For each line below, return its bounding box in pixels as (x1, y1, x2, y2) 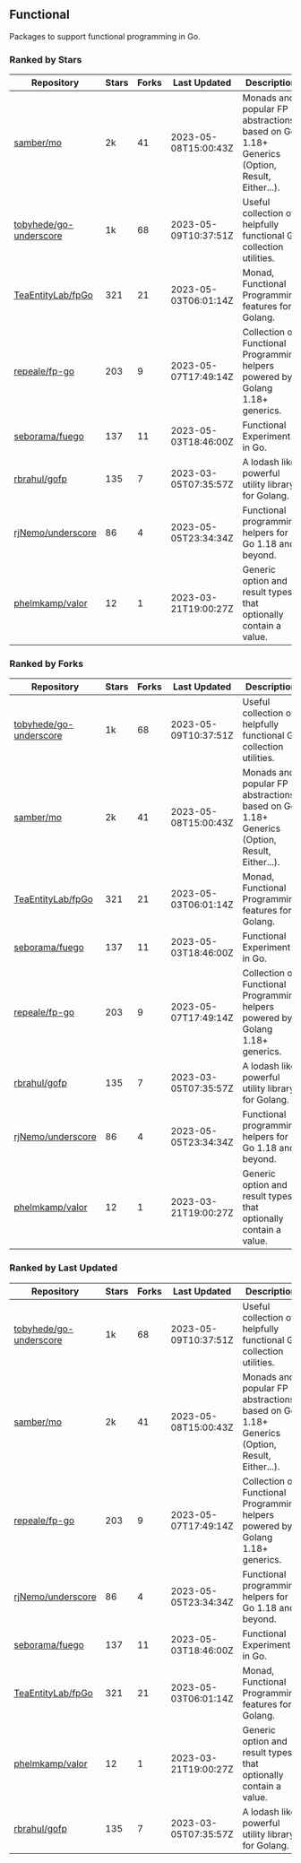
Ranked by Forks (9, 658, 83, 671)
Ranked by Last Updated (9, 1261, 118, 1274)
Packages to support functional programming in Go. (9, 30, 201, 41)
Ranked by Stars (9, 53, 82, 65)
